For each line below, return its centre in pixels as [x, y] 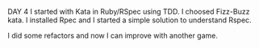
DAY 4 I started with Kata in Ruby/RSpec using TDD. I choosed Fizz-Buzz [129, 12]
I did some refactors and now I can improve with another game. [113, 36]
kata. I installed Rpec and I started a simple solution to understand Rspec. [129, 20]
